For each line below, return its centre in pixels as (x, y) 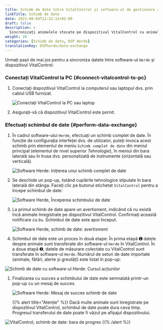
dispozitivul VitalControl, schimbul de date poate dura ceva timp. (77, 308)
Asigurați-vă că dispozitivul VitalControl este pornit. (64, 112)
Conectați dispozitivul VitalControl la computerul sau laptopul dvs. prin (82, 88)
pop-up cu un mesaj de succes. (44, 284)
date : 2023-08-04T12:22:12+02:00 (39, 19)
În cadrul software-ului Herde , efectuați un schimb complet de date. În (81, 136)
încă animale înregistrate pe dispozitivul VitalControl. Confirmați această (84, 214)
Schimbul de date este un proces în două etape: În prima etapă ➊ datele (84, 239)
